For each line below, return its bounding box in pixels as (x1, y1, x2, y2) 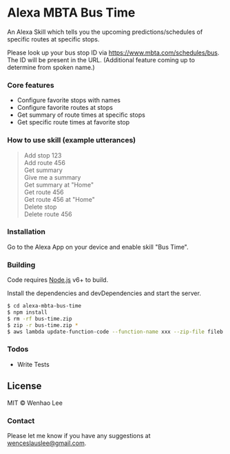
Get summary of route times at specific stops (17, 111, 146, 119)
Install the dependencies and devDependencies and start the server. (7, 289, 202, 298)
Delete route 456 (23, 209, 72, 218)
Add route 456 (23, 158, 65, 167)
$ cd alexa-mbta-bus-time (7, 303, 81, 310)
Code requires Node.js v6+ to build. (7, 276, 109, 284)
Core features (7, 80, 54, 90)
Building (7, 260, 36, 269)
